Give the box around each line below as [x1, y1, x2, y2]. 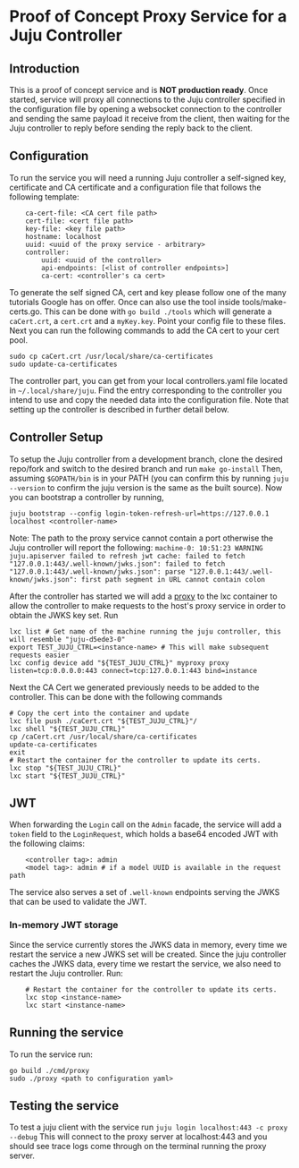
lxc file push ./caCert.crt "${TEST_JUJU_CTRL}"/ [9, 716, 198, 726]
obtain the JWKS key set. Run [9, 610, 119, 620]
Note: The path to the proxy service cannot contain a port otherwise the [9, 533, 274, 543]
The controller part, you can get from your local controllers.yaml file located [9, 375, 288, 386]
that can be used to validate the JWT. [9, 897, 147, 908]
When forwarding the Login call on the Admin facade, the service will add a [9, 819, 283, 830]
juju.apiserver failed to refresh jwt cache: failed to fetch [9, 551, 245, 560]
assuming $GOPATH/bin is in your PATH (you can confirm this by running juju [9, 473, 289, 483]
